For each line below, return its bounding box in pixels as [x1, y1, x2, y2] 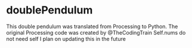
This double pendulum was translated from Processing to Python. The [6, 23, 178, 30]
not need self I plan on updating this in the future [6, 35, 126, 42]
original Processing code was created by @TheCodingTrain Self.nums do [6, 29, 186, 36]
